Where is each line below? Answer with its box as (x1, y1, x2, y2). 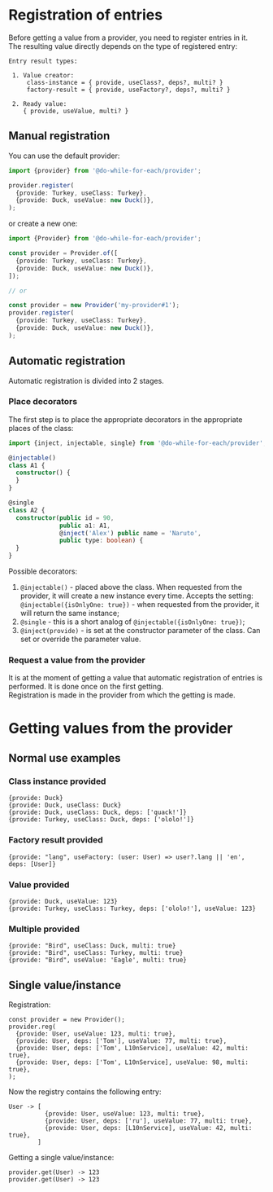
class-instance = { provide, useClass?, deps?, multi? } (26, 78, 223, 86)
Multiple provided (8, 923, 80, 935)
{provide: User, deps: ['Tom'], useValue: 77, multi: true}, (15, 1036, 227, 1045)
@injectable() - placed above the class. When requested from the (19, 583, 242, 592)
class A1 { (8, 461, 45, 469)
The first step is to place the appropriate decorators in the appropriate (8, 414, 243, 424)
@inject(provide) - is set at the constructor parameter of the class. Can (19, 626, 261, 636)
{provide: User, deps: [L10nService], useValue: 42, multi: (44, 1124, 253, 1132)
